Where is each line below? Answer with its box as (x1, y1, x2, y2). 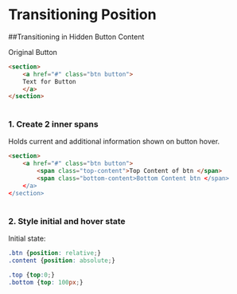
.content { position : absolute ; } (8, 257, 115, 265)
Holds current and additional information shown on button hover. (8, 137, 220, 147)
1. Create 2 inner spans (8, 119, 99, 130)
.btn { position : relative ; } (8, 249, 102, 257)
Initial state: (8, 233, 46, 243)
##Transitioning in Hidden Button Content (8, 32, 145, 41)
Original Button (8, 47, 58, 57)
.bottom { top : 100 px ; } (8, 278, 84, 286)
